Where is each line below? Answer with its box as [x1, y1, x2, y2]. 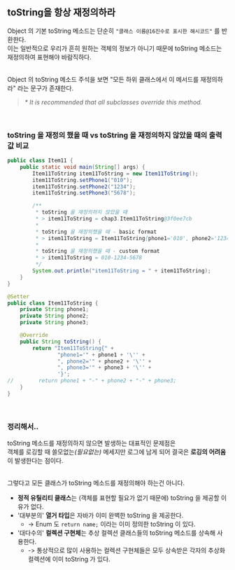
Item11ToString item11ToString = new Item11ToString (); [32, 170, 199, 177]
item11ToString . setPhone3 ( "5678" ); [32, 190, 136, 197]
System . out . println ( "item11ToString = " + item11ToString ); [32, 267, 211, 274]
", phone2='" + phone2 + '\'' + [57, 358, 152, 365]
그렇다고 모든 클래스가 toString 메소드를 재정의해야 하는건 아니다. [7, 479, 185, 487]
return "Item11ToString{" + [32, 345, 114, 352]
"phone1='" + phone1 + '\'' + [57, 351, 145, 359]
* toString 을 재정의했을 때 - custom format [35, 248, 160, 255]
